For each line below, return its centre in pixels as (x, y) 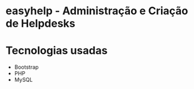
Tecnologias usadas (57, 51)
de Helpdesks (40, 23)
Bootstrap (26, 67)
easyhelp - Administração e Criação (97, 11)
